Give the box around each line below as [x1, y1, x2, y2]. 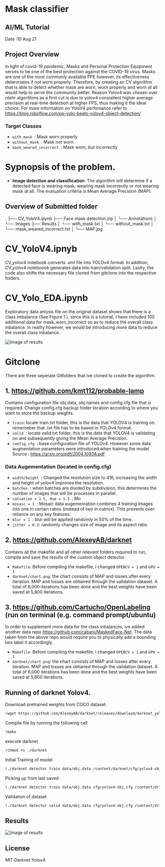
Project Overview [5, 50, 59, 59]
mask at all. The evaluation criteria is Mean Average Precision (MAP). [12, 188, 152, 194]
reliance [12, 511, 29, 517]
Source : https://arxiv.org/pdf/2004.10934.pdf [12, 451, 105, 457]
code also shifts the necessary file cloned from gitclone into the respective [5, 269, 156, 276]
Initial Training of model [5, 756, 53, 763]
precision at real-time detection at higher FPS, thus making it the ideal [5, 100, 146, 106]
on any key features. [29, 511, 71, 517]
